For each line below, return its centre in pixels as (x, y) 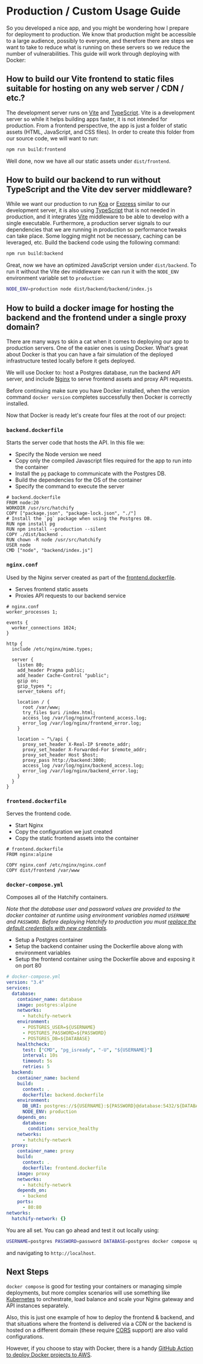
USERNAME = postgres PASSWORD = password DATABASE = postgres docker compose (98, 1241)
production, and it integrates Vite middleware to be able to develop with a (98, 217)
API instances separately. (38, 1306)
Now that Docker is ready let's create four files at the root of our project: (96, 415)
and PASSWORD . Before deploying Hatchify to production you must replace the (101, 922)
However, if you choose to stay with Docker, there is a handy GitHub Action (100, 1348)
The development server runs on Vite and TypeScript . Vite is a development (101, 113)
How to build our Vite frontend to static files (90, 79)
